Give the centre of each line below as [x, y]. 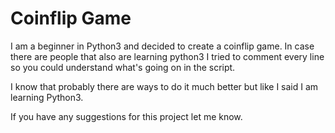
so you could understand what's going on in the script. [123, 67]
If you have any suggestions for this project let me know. [126, 116]
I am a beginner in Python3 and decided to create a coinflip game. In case [162, 46]
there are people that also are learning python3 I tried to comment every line [167, 56]
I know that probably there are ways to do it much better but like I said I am [164, 86]
